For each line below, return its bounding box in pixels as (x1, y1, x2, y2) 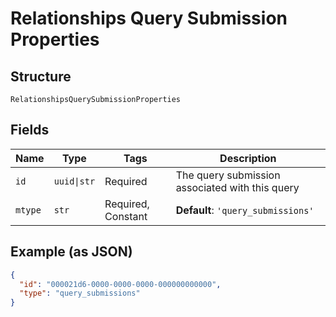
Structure (10, 68, 72, 85)
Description (219, 151, 277, 165)
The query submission (175, 168, 281, 182)
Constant (104, 209, 148, 223)
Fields (10, 122, 50, 139)
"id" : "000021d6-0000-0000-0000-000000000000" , (19, 279, 222, 289)
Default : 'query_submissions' (175, 203, 315, 217)
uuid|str (53, 175, 96, 187)
